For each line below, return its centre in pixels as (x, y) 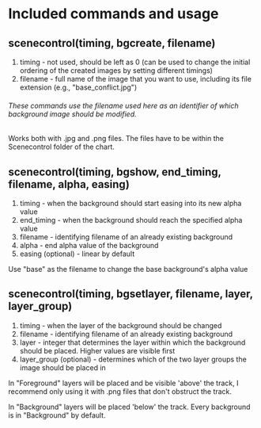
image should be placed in (63, 367)
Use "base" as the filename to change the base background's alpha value (128, 269)
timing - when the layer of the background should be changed (121, 325)
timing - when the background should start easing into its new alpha (130, 204)
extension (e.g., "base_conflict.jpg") (78, 87)
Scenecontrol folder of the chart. (61, 147)
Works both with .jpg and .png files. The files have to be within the (116, 139)
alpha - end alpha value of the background (89, 246)
